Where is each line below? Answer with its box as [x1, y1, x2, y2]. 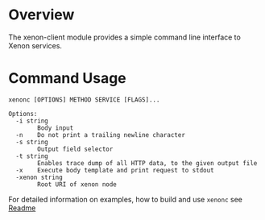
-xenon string [15, 173, 63, 181]
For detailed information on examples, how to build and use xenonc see [8, 194, 243, 204]
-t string [15, 152, 48, 160]
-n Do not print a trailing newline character [15, 131, 185, 139]
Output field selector [37, 145, 114, 153]
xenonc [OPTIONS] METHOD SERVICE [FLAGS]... [8, 95, 160, 104]
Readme [8, 203, 36, 213]
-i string [15, 117, 48, 125]
